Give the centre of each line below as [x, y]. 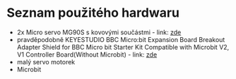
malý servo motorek [46, 62]
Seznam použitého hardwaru [93, 13]
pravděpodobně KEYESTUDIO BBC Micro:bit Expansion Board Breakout [121, 39]
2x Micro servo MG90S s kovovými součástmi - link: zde [99, 32]
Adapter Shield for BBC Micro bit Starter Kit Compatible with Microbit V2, [123, 47]
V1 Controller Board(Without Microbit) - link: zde [87, 55]
